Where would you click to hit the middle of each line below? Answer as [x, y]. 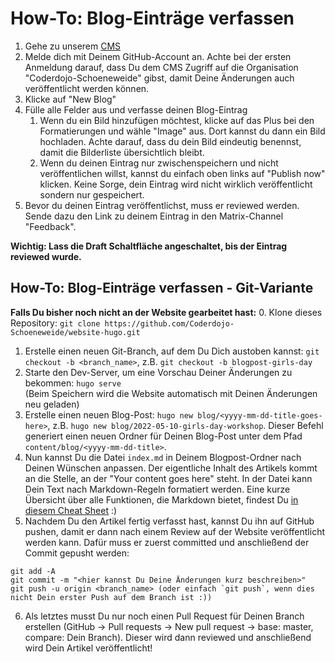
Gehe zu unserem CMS [73, 46]
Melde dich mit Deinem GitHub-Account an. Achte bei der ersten [158, 56]
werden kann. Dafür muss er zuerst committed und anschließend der [167, 542]
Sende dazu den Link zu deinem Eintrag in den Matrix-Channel [154, 216]
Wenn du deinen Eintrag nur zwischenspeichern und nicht [159, 163]
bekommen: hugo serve [73, 383]
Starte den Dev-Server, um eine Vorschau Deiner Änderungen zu [158, 372]
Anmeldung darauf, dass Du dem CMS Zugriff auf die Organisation [161, 67]
